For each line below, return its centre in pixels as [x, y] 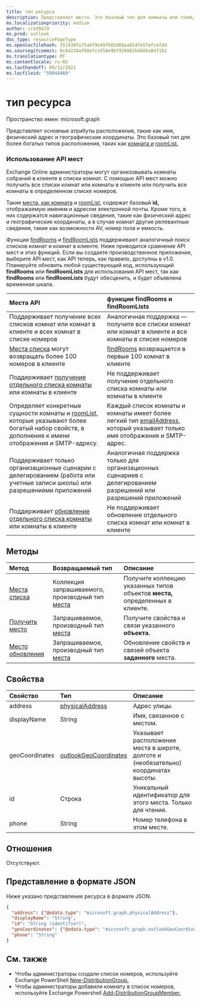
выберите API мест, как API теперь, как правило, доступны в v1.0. [90, 259]
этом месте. [150, 827]
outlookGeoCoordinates [94, 755]
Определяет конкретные [45, 406]
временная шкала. [30, 284]
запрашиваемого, [79, 589]
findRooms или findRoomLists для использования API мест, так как [92, 272]
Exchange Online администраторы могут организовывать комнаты [91, 172]
